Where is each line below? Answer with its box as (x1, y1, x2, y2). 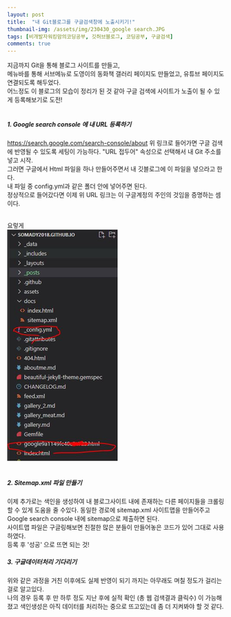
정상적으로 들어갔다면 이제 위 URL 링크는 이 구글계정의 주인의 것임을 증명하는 (7, 191, 214, 199)
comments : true (7, 40, 51, 48)
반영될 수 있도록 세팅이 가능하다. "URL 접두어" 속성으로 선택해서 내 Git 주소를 (14, 147, 222, 156)
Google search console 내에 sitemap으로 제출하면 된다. (7, 515, 160, 523)
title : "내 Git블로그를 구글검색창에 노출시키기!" (7, 18, 136, 26)
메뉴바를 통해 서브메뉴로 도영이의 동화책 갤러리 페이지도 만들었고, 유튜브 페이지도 (7, 70, 225, 78)
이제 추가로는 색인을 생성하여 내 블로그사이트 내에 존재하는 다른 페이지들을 (7, 497, 206, 506)
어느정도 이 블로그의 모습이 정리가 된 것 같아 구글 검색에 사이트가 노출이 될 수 (7, 87, 213, 95)
